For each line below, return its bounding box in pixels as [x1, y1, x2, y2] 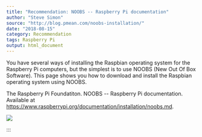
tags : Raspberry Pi [6, 37, 56, 43]
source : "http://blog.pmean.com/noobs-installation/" [6, 20, 145, 26]
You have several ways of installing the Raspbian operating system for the [6, 59, 191, 66]
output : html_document [6, 43, 64, 49]
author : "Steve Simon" [6, 14, 64, 21]
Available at [6, 96, 35, 103]
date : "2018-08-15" [6, 25, 56, 32]
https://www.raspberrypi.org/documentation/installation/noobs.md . [6, 103, 174, 110]
